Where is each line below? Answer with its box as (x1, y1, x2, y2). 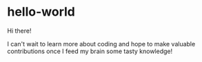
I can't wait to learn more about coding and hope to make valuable (7, 40, 196, 48)
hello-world (7, 4, 76, 20)
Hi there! (7, 27, 32, 35)
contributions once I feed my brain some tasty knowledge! (7, 47, 173, 55)
